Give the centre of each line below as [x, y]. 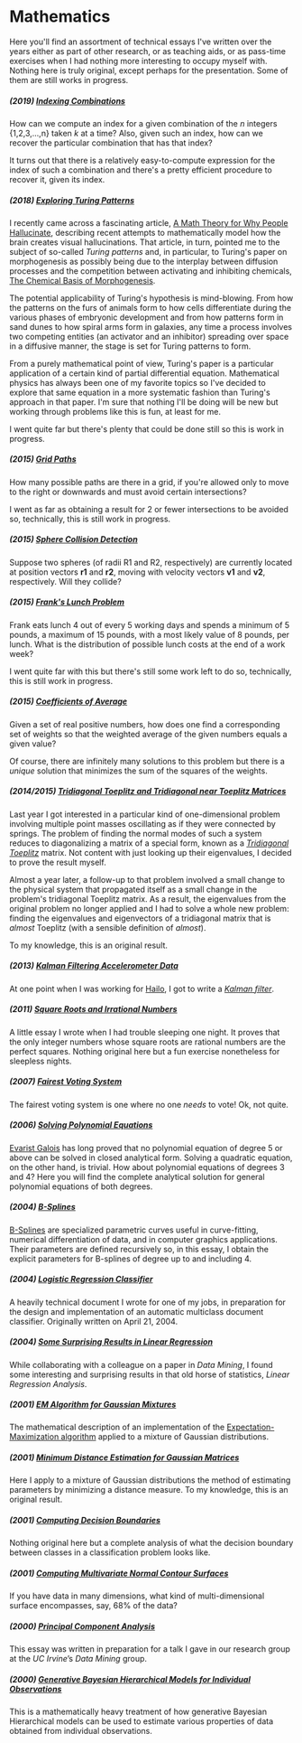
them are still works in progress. [69, 80]
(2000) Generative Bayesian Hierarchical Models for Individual [130, 1679]
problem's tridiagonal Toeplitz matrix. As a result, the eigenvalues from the [148, 899]
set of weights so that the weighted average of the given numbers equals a [148, 734]
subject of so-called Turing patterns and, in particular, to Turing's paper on [148, 251]
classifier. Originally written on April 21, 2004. [94, 1321]
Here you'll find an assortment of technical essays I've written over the [141, 42]
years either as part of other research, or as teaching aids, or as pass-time [148, 51]
